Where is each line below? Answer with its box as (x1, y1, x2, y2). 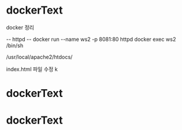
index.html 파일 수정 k (6, 66, 58, 73)
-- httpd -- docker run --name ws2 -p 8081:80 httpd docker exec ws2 (6, 35, 176, 43)
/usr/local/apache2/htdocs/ (6, 53, 73, 60)
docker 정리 (6, 24, 34, 31)
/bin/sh (6, 42, 24, 49)
